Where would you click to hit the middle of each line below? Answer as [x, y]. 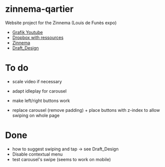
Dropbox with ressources [38, 37]
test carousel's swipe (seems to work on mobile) [62, 159]
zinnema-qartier [39, 9]
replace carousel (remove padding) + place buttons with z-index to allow [86, 110]
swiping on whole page [36, 115]
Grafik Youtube [28, 32]
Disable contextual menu [37, 154]
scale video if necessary [37, 81]
